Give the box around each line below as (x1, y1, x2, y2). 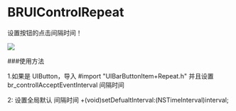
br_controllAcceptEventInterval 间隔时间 (7, 81, 124, 89)
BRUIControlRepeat (7, 4, 124, 21)
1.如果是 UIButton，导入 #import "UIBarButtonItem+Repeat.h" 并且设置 (7, 71, 214, 80)
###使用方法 (7, 57, 45, 65)
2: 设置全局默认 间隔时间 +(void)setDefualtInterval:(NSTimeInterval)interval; (7, 95, 229, 104)
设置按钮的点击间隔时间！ (7, 28, 82, 37)
